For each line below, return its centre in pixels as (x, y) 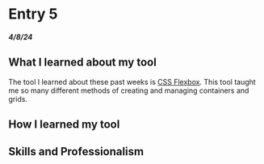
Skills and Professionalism (76, 151)
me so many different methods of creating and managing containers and (129, 90)
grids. (18, 99)
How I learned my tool (64, 124)
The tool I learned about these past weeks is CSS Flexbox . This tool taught (132, 82)
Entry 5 (33, 14)
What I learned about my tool (83, 63)
